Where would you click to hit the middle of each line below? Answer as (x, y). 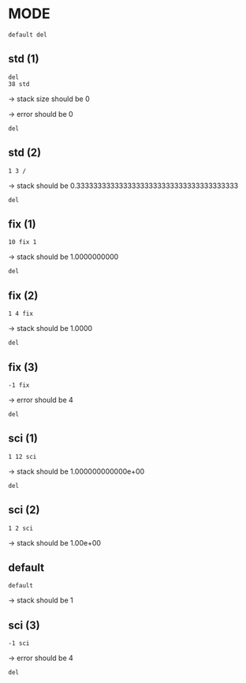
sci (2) (24, 510)
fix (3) (23, 367)
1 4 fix (21, 314)
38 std (19, 84)
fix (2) (23, 296)
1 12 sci (22, 456)
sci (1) (23, 439)
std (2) (25, 153)
